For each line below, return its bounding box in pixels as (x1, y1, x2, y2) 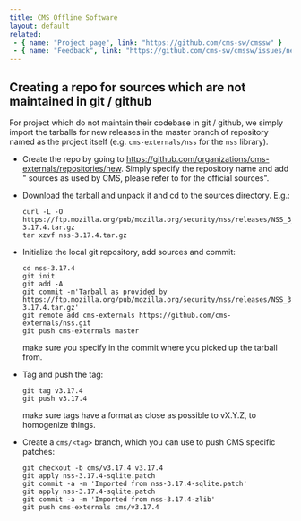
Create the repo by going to (21, 153, 125, 164)
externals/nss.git (21, 319, 91, 328)
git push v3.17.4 (21, 394, 88, 403)
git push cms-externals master (21, 326, 140, 336)
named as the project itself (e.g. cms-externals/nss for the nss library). (9, 136, 269, 147)
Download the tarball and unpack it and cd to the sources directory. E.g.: (21, 190, 290, 201)
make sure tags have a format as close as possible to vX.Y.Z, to (21, 409, 257, 421)
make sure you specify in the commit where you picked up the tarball (21, 342, 278, 353)
